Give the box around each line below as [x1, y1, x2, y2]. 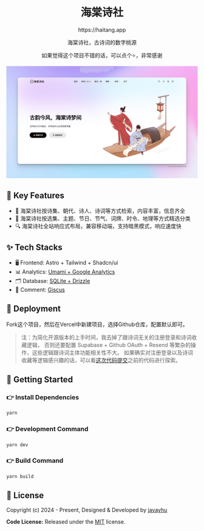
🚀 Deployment [6, 304, 61, 314]
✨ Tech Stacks [6, 242, 63, 253]
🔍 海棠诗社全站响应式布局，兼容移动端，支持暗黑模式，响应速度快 [15, 223, 182, 230]
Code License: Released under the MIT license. [6, 518, 126, 526]
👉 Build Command [6, 457, 64, 465]
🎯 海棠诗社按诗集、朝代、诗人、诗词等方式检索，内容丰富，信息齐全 [15, 207, 185, 215]
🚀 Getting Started [6, 374, 73, 385]
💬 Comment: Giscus [15, 286, 65, 293]
